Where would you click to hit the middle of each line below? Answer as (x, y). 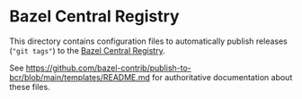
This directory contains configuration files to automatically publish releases (148, 41)
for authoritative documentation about (222, 77)
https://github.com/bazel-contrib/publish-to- (108, 68)
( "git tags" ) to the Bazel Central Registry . (87, 50)
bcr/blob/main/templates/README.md (80, 77)
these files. (30, 87)
